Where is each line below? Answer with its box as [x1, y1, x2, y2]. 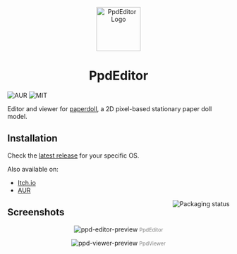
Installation [7, 132, 58, 144]
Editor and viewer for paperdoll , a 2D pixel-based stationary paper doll [7, 104, 212, 113]
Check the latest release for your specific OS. [7, 151, 140, 160]
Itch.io [17, 178, 37, 186]
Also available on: [7, 165, 59, 173]
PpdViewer [139, 240, 166, 247]
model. [7, 112, 28, 120]
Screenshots [7, 206, 65, 218]
